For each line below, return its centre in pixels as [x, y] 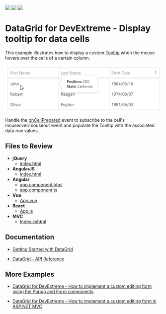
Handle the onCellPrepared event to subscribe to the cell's [65, 120]
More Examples [30, 274]
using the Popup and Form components [53, 292]
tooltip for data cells [47, 39]
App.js [26, 211]
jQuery [20, 158]
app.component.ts [39, 190]
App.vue [28, 200]
